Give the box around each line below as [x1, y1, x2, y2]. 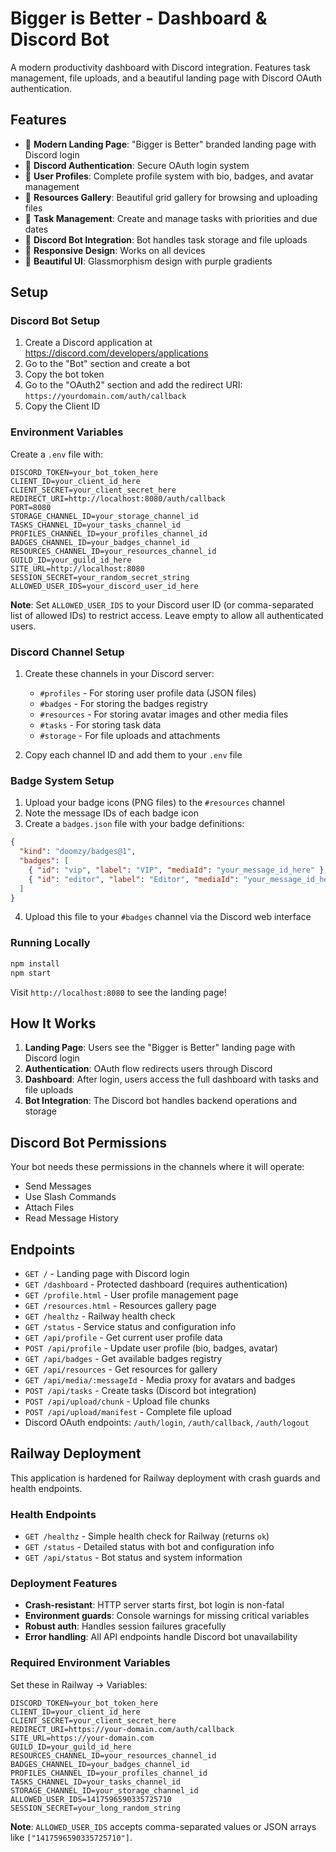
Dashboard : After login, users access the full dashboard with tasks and [24, 1073, 319, 1086]
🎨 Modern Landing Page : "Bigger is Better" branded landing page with [24, 138, 317, 150]
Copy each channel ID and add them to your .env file [24, 749, 243, 761]
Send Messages [24, 1180, 92, 1192]
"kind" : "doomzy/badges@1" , [19, 847, 137, 857]
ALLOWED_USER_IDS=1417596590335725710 [10, 1794, 172, 1804]
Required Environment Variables [10, 1656, 171, 1670]
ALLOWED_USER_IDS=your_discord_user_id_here [10, 581, 199, 591]
